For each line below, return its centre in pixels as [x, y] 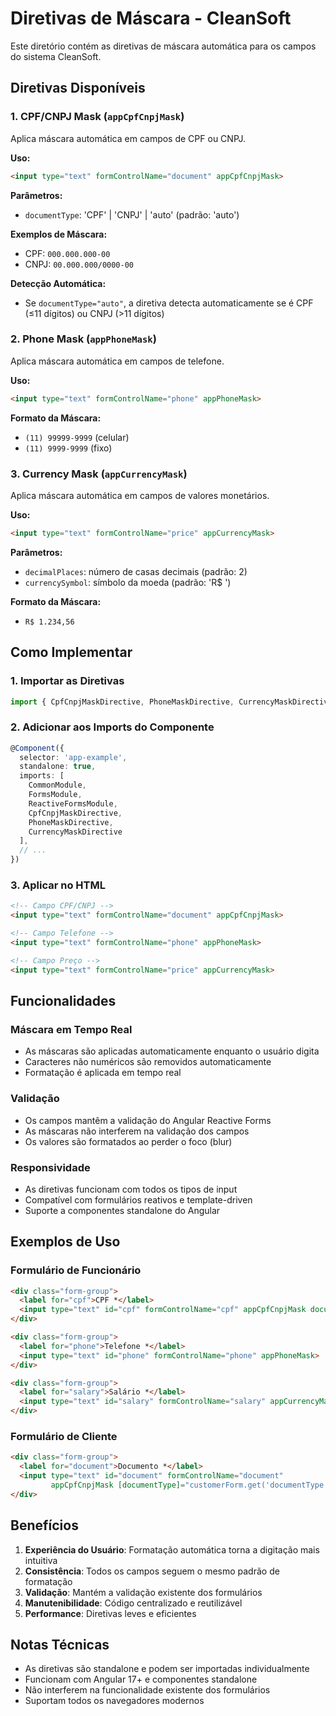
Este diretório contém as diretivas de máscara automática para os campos [163, 46]
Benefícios [44, 1525]
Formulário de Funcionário [76, 1270]
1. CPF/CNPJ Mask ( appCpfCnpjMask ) [97, 117]
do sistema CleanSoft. [56, 56]
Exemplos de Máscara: [59, 234]
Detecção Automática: [58, 283]
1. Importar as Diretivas [67, 681]
